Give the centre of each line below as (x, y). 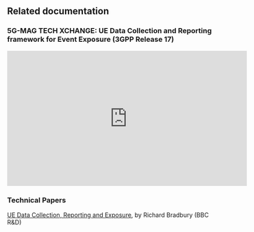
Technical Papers (37, 200)
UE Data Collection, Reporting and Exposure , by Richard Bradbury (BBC (108, 215)
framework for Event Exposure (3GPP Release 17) (91, 39)
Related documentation (58, 11)
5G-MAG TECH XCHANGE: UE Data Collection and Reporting (110, 31)
